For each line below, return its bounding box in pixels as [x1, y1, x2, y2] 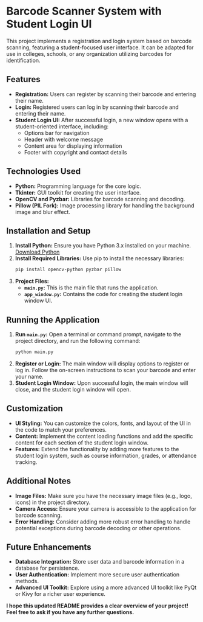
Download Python [15, 248, 60, 256]
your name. [15, 373, 44, 380]
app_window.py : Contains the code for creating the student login [24, 291, 183, 298]
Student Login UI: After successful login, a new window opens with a [15, 116, 188, 123]
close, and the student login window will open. [15, 385, 131, 393]
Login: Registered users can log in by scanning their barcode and [15, 103, 179, 111]
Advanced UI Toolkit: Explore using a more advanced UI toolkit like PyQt [15, 584, 197, 591]
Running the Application [6, 314, 100, 325]
